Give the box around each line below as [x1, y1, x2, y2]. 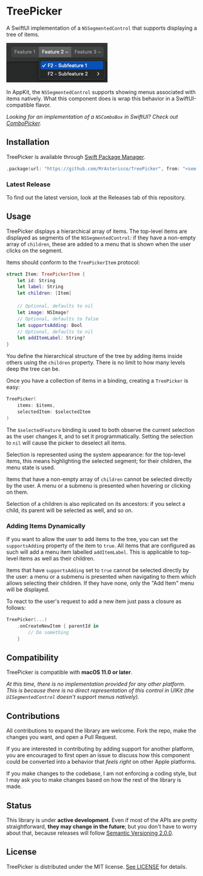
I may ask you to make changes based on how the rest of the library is [6, 777, 182, 784]
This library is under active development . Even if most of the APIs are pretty [6, 816, 198, 823]
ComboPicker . [6, 120, 42, 127]
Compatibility [6, 652, 59, 662]
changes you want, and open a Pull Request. [6, 733, 118, 741]
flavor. [35, 101, 52, 109]
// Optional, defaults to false [17, 315, 99, 322]
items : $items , [17, 402, 56, 409]
